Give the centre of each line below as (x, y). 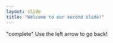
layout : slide (24, 11)
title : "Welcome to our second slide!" (55, 17)
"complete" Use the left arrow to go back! (57, 34)
